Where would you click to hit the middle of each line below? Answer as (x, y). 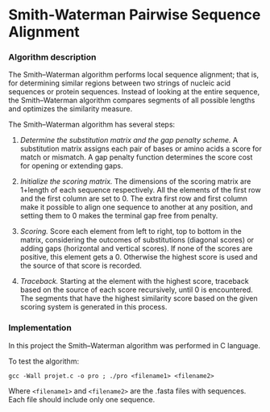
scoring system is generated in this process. (93, 307)
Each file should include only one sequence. (82, 399)
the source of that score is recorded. (81, 266)
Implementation (40, 328)
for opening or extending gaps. (71, 166)
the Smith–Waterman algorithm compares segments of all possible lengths (132, 100)
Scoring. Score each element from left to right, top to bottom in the (131, 231)
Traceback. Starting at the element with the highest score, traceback (134, 281)
